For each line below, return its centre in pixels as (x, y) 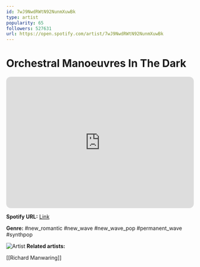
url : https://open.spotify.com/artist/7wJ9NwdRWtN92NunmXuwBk (85, 34)
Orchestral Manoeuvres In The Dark (96, 64)
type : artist (22, 17)
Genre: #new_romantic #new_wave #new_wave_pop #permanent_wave (94, 228)
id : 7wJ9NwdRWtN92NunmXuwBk (41, 12)
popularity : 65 (25, 23)
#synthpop (19, 235)
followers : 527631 (29, 28)
